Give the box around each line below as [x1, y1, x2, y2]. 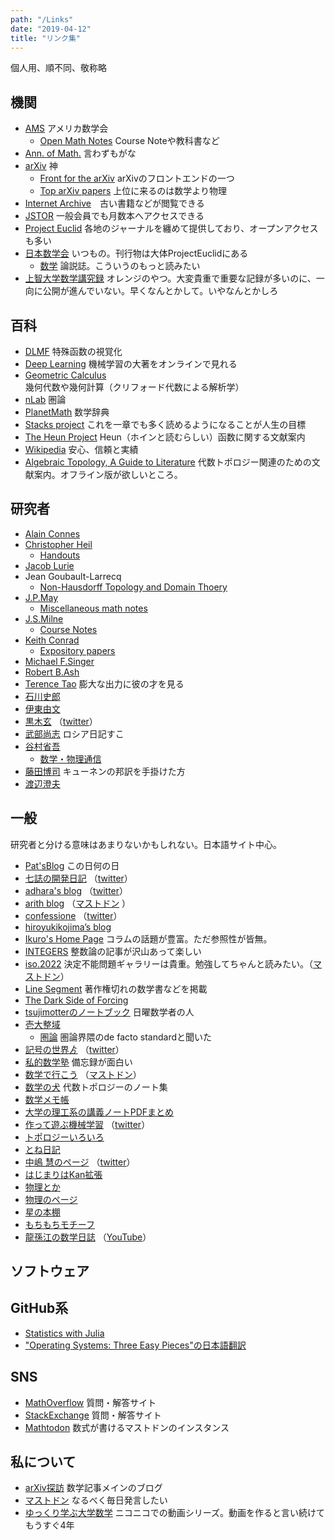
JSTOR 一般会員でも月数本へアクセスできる [24, 210, 205, 222]
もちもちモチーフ [24, 1218, 95, 1230]
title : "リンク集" [10, 33, 82, 43]
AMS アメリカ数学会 [24, 122, 109, 135]
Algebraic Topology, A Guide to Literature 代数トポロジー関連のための [24, 456, 312, 468]
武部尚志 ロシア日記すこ [24, 727, 125, 740]
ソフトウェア [10, 1263, 90, 1280]
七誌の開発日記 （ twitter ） [24, 872, 133, 884]
